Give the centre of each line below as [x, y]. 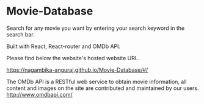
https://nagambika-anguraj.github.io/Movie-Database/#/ [77, 70]
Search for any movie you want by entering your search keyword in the [96, 28]
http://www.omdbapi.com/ [40, 94]
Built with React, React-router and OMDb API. [64, 46]
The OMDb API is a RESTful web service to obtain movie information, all [97, 81]
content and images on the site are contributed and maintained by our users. [103, 88]
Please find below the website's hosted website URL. [73, 58]
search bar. [20, 34]
